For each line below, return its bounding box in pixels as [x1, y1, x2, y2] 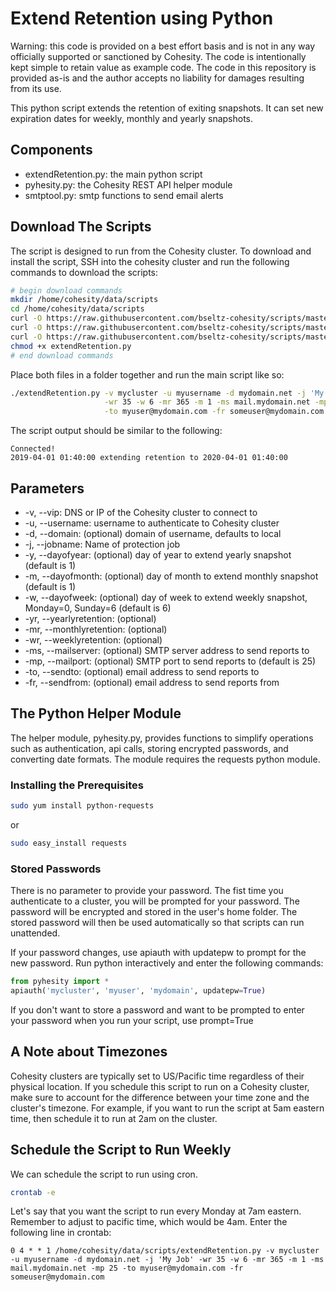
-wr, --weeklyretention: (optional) [24, 634, 163, 646]
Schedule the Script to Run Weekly [10, 1142, 232, 1159]
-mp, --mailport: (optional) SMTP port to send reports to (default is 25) [24, 655, 317, 667]
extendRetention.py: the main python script [24, 168, 203, 180]
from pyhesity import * [10, 977, 110, 987]
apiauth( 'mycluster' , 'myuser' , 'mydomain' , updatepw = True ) [10, 986, 267, 996]
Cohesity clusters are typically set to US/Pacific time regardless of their [10, 1070, 305, 1082]
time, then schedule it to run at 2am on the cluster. [10, 1112, 218, 1124]
